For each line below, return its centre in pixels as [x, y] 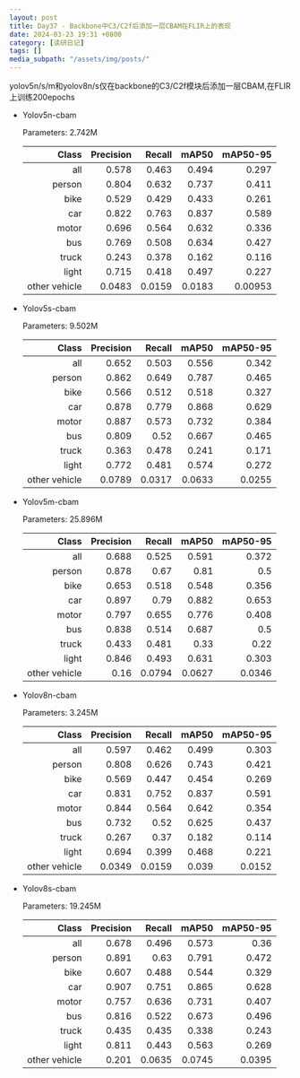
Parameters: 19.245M [61, 906]
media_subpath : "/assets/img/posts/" [80, 59]
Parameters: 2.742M [60, 132]
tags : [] [26, 51]
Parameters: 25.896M [62, 519]
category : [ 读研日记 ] [47, 43]
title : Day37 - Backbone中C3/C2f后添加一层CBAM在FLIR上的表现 [120, 26]
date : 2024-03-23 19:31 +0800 [66, 34]
